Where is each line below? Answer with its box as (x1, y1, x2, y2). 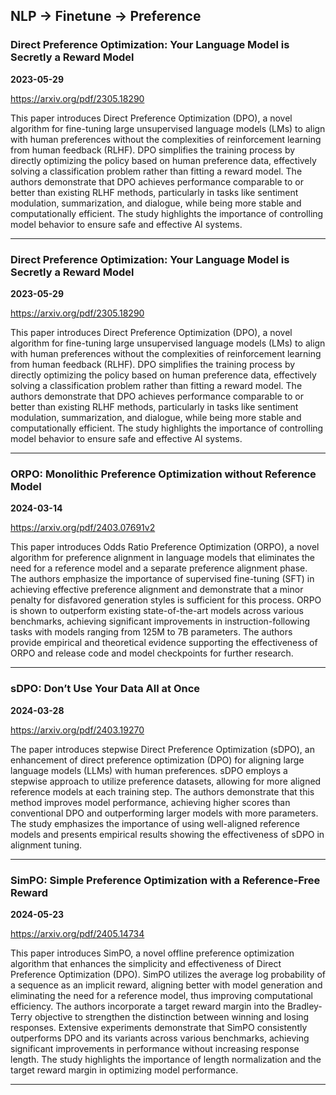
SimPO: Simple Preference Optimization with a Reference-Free (10, 873, 321, 887)
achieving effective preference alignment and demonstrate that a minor (10, 584, 304, 596)
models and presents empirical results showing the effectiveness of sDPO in (10, 828, 325, 840)
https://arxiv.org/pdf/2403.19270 (10, 724, 145, 736)
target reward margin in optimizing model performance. (10, 1064, 239, 1076)
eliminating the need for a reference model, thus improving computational (10, 989, 313, 1001)
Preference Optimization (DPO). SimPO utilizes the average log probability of (10, 968, 326, 980)
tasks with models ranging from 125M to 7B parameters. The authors (10, 626, 293, 638)
